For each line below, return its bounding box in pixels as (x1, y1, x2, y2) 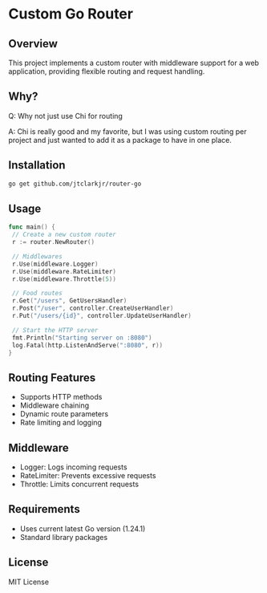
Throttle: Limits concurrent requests (19, 479, 139, 489)
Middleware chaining (19, 400, 90, 410)
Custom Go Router (8, 5, 134, 23)
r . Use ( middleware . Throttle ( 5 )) (11, 274, 116, 283)
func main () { (8, 223, 56, 231)
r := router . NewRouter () (11, 238, 95, 246)
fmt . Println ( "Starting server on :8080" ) (11, 334, 152, 342)
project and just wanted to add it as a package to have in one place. (8, 135, 233, 144)
